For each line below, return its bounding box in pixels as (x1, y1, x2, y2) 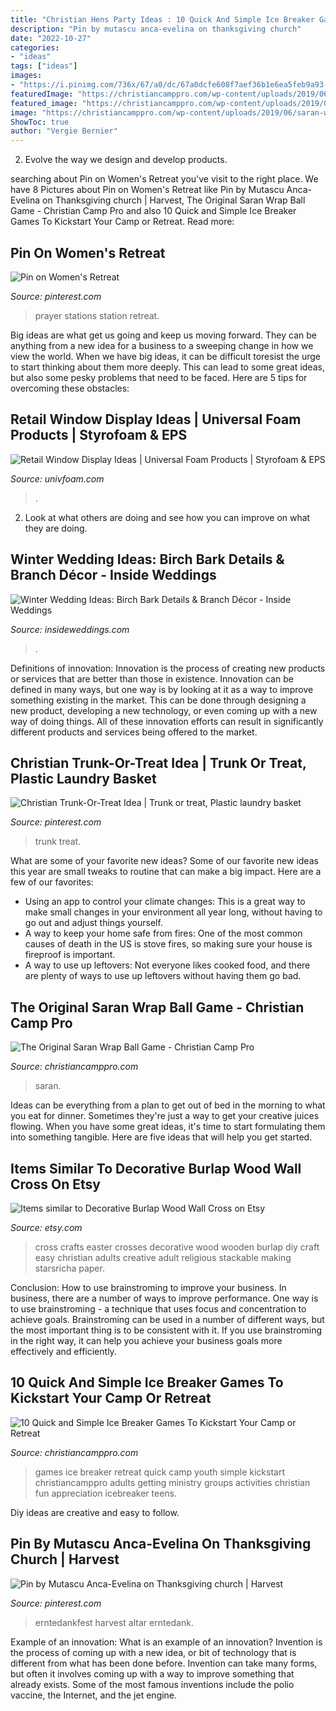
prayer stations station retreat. (34, 309, 160, 321)
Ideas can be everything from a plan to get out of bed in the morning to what (10, 1099, 326, 1111)
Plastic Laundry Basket (10, 770, 157, 787)
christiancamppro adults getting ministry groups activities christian (34, 1476, 311, 1488)
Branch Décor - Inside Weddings (10, 567, 217, 584)
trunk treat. (34, 836, 82, 848)
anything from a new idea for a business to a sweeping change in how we (10, 339, 314, 351)
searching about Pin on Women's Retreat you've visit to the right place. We (10, 173, 319, 185)
